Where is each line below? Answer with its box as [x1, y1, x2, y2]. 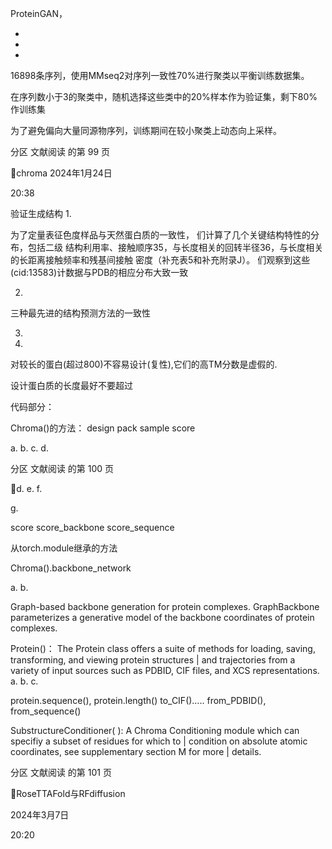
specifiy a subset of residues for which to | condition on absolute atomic [10, 735, 308, 747]
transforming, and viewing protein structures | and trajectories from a [10, 654, 296, 666]
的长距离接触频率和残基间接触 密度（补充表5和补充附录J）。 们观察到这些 [10, 254, 311, 266]
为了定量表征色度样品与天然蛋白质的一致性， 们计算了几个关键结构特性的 [10, 229, 311, 241]
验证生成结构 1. [10, 208, 72, 219]
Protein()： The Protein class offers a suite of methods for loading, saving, [10, 643, 316, 654]
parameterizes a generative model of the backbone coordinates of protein [10, 612, 315, 623]
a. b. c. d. [10, 442, 49, 454]
